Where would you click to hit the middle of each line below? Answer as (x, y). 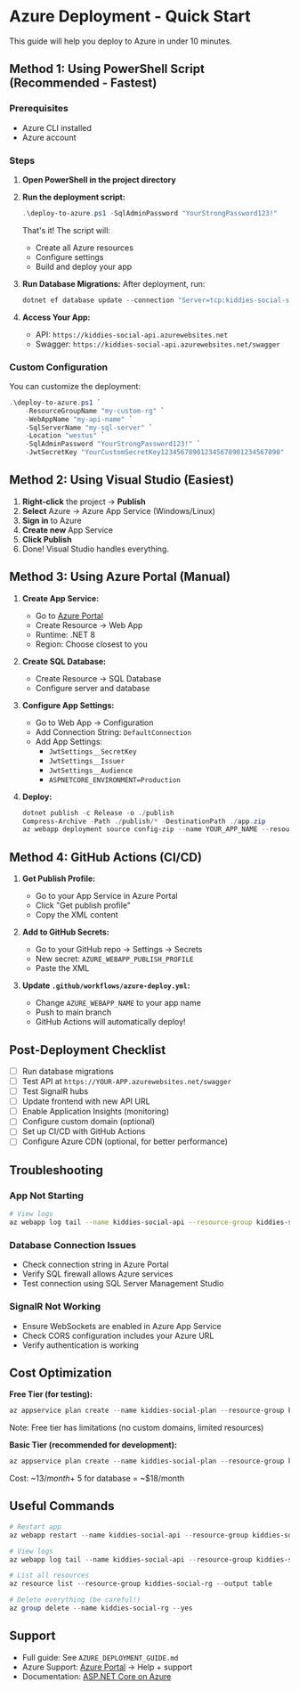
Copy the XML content (77, 915)
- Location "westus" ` (65, 436)
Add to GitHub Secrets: (65, 932)
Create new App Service (68, 530)
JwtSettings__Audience (91, 771)
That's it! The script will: (66, 230)
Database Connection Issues (73, 1245)
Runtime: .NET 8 (65, 634)
